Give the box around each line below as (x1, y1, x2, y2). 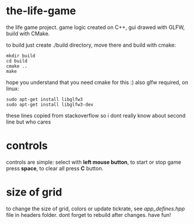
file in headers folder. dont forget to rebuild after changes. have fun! (6, 211, 171, 218)
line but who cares (6, 118, 51, 125)
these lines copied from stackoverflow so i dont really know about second (6, 112, 186, 119)
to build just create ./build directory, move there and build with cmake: (6, 41, 176, 48)
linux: (6, 85, 19, 92)
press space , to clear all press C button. (6, 164, 104, 172)
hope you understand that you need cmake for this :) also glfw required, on (6, 79, 189, 86)
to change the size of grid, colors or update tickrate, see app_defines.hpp (6, 205, 185, 212)
